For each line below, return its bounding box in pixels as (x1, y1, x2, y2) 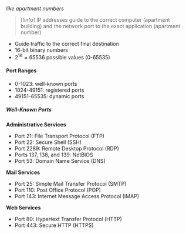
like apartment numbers (6, 5, 65, 12)
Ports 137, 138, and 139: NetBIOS (14, 151, 93, 158)
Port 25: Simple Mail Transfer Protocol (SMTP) (14, 180, 127, 187)
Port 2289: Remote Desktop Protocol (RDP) (14, 145, 119, 152)
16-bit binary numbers (14, 46, 69, 54)
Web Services (6, 204, 41, 211)
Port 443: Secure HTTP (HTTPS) (14, 222, 94, 229)
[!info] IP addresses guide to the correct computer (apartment (20, 16, 170, 23)
